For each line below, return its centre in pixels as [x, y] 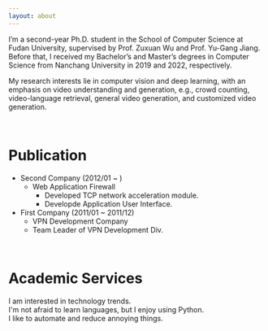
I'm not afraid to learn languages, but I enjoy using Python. [106, 309]
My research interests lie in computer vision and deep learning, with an [127, 81]
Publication [48, 155]
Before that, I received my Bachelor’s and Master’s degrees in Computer [129, 56]
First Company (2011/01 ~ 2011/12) [77, 212]
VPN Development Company [80, 221]
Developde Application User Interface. [108, 203]
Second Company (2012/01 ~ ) [71, 178]
